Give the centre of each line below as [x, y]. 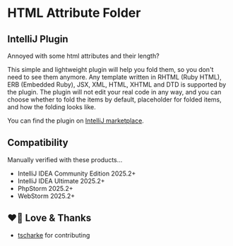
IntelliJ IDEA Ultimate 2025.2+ [61, 180]
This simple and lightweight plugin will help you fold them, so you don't [110, 69]
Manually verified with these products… [65, 159]
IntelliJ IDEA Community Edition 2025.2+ [77, 173]
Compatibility [38, 143]
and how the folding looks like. [52, 107]
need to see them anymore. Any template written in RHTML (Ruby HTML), [114, 77]
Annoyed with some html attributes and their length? [84, 56]
